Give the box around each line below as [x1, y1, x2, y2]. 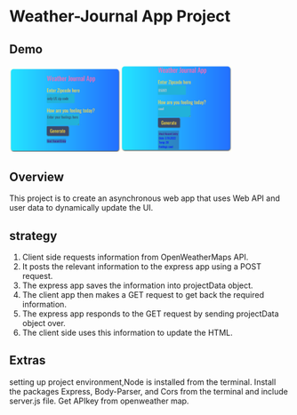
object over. [21, 318, 67, 329]
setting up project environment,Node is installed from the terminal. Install [9, 376, 277, 387]
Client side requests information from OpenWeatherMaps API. [21, 251, 249, 263]
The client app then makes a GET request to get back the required [21, 290, 265, 300]
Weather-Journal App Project [9, 6, 231, 27]
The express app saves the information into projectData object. [21, 280, 253, 291]
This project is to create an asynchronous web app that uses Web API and [9, 193, 280, 204]
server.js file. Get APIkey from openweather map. [9, 395, 189, 406]
